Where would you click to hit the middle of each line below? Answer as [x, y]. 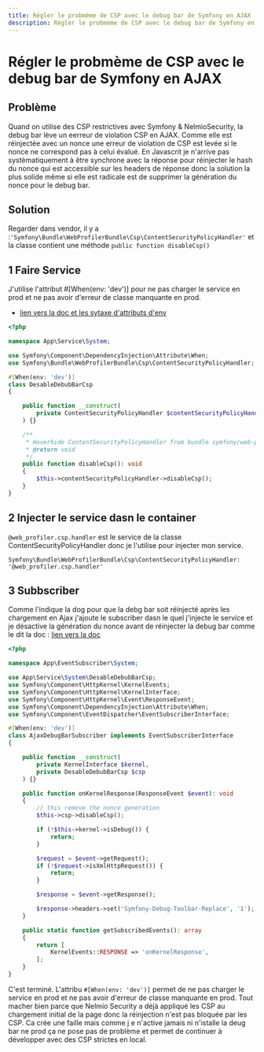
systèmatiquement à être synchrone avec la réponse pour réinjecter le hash [130, 160]
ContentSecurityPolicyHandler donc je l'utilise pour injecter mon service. [126, 545]
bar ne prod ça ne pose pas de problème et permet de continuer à [115, 1031]
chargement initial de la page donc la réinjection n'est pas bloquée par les [128, 1014]
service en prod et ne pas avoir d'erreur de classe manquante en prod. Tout [131, 998]
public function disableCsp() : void [82, 464]
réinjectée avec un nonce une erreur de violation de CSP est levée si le [123, 143]
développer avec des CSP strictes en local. [78, 1039]
